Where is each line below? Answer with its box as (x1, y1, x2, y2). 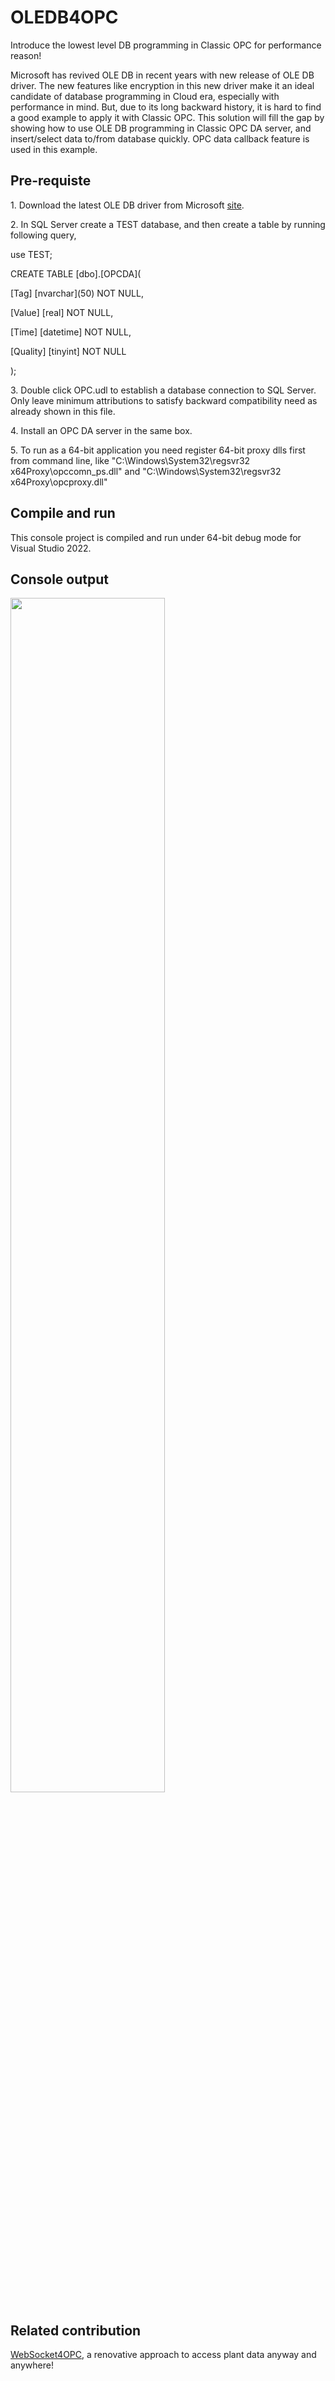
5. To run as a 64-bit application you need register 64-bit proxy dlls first (10, 444, 306, 456)
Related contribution (10, 2322, 142, 2339)
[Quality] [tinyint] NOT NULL (10, 345, 127, 357)
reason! (10, 49, 42, 61)
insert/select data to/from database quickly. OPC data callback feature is (10, 132, 310, 145)
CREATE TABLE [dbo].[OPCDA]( (10, 267, 142, 280)
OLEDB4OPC (10, 6, 119, 29)
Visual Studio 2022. (10, 542, 92, 554)
